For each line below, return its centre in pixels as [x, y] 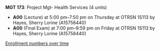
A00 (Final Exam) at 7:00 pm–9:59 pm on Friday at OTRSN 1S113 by [84, 28]
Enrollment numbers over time [37, 43]
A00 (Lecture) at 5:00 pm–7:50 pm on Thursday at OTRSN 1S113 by [84, 17]
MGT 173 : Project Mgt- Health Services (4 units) [56, 7]
